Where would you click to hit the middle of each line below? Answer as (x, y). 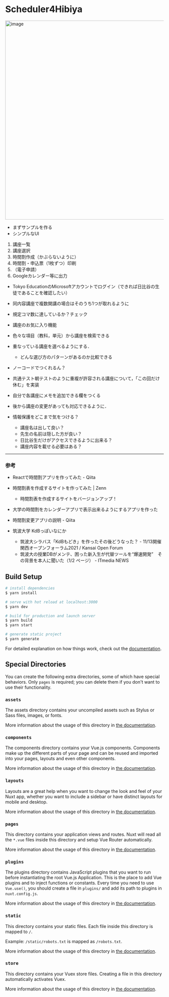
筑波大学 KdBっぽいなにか (39, 531)
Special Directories (36, 664)
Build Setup (24, 577)
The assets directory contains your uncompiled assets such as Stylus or (80, 710)
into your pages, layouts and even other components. (60, 759)
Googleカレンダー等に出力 (40, 276)
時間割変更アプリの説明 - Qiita (44, 520)
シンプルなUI (26, 233)
